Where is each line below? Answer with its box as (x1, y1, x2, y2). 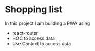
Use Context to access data (12, 40, 71, 46)
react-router (12, 30, 39, 36)
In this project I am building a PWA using (5, 20, 90, 26)
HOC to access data (12, 35, 55, 41)
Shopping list (5, 4, 63, 15)
